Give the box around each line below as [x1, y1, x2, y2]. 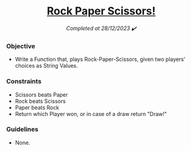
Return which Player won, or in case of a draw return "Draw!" [14, 110, 168, 117]
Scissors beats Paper [14, 91, 68, 98]
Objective [6, 42, 36, 50]
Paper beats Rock [14, 104, 59, 111]
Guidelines [6, 125, 39, 133]
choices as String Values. [14, 62, 78, 69]
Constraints [6, 77, 42, 86]
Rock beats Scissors [14, 97, 66, 104]
